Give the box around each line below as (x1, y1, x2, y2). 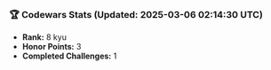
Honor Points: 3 (21, 42, 82, 52)
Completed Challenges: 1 (21, 51, 117, 61)
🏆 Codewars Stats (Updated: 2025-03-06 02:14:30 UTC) (9, 8, 264, 20)
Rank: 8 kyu (21, 32, 67, 43)
